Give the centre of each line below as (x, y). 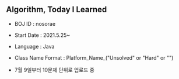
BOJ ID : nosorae (35, 23)
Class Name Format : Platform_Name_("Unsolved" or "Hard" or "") (94, 57)
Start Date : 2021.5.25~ (42, 35)
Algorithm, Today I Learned (57, 10)
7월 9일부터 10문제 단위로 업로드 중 (55, 70)
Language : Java (34, 46)
